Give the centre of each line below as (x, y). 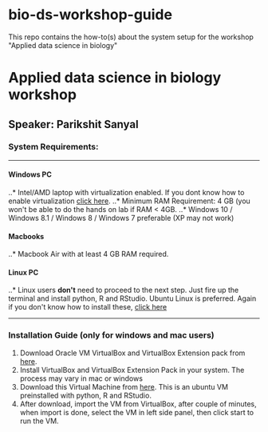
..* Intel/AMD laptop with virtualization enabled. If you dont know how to (126, 193)
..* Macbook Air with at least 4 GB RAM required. (89, 254)
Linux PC (24, 272)
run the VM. (39, 421)
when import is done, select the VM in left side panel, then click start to (137, 412)
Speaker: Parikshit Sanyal (73, 124)
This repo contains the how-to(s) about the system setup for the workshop (131, 37)
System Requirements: (53, 147)
